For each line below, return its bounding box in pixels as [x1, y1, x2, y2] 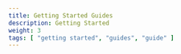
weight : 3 [8, 26, 42, 34]
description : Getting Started [8, 19, 110, 27]
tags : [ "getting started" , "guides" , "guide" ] [8, 33, 175, 42]
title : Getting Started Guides [8, 11, 113, 20]
